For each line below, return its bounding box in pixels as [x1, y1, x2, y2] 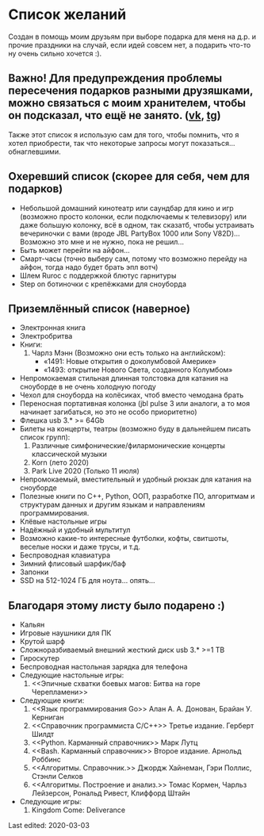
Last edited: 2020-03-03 [8, 821, 90, 830]
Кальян [19, 620, 45, 630]
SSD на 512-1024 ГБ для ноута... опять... [19, 576, 155, 585]
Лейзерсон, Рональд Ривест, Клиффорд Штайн [31, 788, 190, 798]
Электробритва [19, 332, 73, 341]
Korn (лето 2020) [31, 458, 90, 467]
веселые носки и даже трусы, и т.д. [19, 542, 141, 552]
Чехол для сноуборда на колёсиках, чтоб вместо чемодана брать [19, 390, 244, 400]
